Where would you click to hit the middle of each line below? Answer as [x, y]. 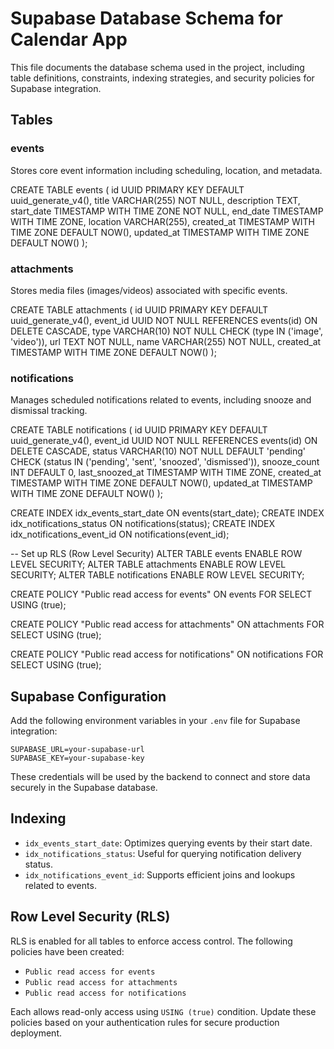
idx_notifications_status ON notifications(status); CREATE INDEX [142, 524]
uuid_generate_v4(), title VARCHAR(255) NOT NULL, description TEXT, [155, 200]
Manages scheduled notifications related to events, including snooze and [161, 400]
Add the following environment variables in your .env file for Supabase [155, 721]
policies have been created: [67, 951]
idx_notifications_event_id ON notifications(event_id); [120, 534]
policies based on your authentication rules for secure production [145, 1022]
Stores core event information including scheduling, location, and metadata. [166, 170]
